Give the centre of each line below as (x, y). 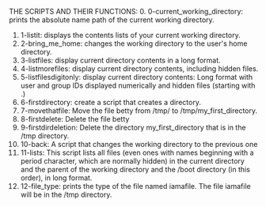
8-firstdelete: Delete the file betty (75, 119)
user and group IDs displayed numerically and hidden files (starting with (138, 85)
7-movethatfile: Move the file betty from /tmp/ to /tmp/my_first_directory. (139, 111)
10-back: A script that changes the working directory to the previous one (139, 144)
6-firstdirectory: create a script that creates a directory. (110, 102)
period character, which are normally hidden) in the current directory (132, 161)
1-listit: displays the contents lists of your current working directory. (130, 35)
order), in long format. (56, 178)
